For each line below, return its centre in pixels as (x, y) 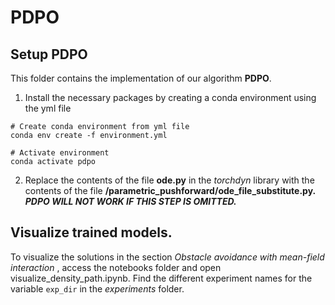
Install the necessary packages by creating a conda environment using (170, 97)
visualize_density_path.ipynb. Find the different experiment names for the (161, 278)
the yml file (48, 108)
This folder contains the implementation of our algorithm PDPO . (141, 78)
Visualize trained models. (91, 232)
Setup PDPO (49, 54)
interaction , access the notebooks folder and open (116, 267)
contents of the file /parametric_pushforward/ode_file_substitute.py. (170, 190)
